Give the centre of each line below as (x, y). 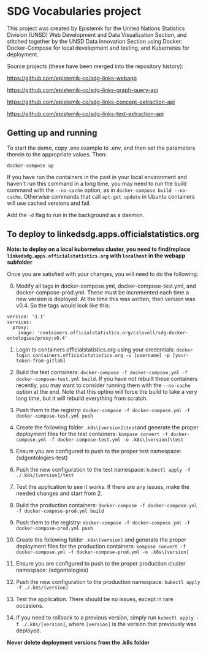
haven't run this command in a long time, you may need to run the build (97, 183)
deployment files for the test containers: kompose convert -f (92, 434)
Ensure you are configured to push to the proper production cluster (101, 563)
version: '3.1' (26, 316)
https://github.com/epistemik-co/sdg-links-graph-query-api (83, 90)
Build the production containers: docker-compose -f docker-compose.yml (107, 505)
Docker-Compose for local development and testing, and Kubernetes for (98, 48)
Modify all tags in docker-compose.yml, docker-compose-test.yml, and (106, 286)
